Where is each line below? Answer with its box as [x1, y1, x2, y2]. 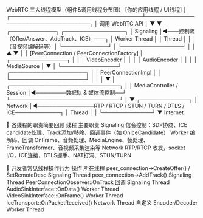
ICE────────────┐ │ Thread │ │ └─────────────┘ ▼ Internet [6, 109, 184, 116]
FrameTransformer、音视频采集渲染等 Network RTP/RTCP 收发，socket [6, 144, 185, 151]
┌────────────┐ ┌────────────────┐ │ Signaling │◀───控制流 [6, 27, 195, 35]
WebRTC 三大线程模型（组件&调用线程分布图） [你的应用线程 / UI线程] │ [6, 6, 187, 13]
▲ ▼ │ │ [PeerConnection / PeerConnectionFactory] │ [6, 50, 144, 56]
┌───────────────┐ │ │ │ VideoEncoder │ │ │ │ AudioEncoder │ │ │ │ [6, 56, 198, 63]
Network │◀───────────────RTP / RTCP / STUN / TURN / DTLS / [6, 103, 185, 109]
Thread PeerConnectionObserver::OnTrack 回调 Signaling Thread [6, 179, 170, 186]
